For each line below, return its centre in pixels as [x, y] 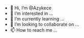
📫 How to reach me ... [34, 30]
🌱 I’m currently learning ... [37, 19]
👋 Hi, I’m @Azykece [31, 8]
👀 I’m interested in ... [32, 13]
